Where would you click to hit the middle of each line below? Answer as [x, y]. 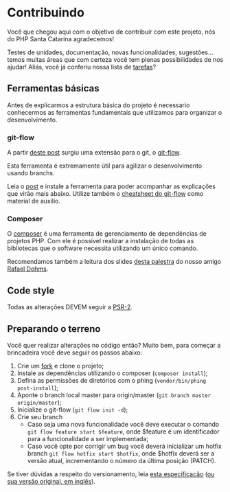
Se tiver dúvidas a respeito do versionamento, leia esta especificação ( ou [111, 474]
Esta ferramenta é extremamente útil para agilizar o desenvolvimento [105, 166]
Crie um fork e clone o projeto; [60, 366]
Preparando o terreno [54, 329]
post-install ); [38, 388]
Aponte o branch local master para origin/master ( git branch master [114, 395]
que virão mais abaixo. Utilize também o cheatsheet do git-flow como [105, 194]
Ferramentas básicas [53, 88]
